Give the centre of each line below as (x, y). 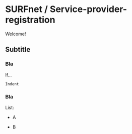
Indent (12, 84)
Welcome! (16, 34)
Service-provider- (88, 9)
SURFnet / (26, 9)
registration (30, 20)
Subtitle (18, 49)
